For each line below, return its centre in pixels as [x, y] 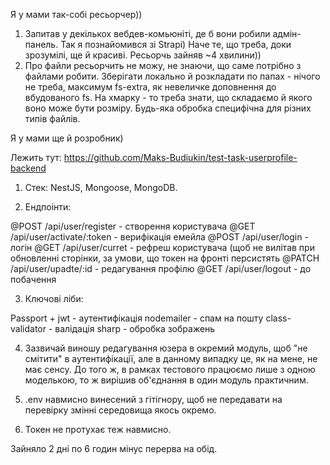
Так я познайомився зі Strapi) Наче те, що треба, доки [176, 44]
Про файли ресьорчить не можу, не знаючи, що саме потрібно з [163, 65]
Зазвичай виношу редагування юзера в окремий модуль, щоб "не [166, 348]
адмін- [287, 33]
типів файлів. [52, 118]
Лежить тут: [36, 157]
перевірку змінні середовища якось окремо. [120, 410]
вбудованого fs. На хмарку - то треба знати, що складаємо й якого [168, 97]
